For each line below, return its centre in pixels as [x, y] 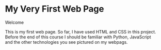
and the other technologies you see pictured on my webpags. [66, 42]
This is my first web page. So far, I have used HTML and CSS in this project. [80, 32]
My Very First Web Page [55, 9]
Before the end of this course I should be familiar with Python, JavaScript [78, 37]
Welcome [15, 22]
